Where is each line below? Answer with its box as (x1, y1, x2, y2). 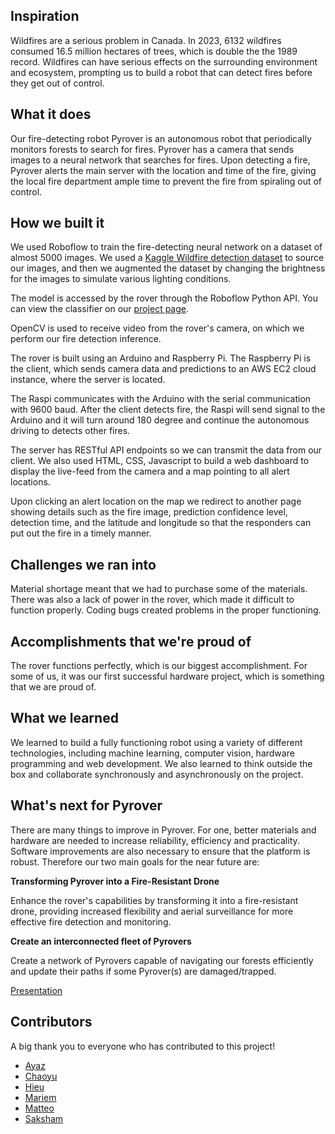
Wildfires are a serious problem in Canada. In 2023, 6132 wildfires (10, 34, 282, 46)
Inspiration (10, 8, 80, 25)
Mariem (24, 1091, 57, 1103)
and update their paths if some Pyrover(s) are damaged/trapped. (10, 965, 277, 977)
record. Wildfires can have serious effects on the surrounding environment (10, 55, 318, 68)
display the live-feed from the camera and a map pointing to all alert (10, 465, 290, 478)
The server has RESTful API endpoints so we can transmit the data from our (10, 444, 323, 456)
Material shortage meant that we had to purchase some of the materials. (10, 583, 308, 595)
